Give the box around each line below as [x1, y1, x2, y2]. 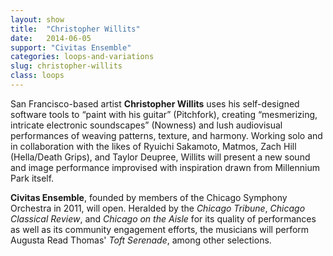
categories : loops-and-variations [10, 52, 155, 62]
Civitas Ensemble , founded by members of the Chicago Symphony [10, 191, 288, 203]
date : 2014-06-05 [10, 33, 92, 43]
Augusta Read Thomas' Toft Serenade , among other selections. [10, 234, 272, 246]
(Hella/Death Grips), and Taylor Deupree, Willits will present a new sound [10, 151, 311, 163]
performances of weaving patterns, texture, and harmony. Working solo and [10, 129, 323, 141]
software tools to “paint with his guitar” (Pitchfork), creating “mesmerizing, [10, 108, 318, 120]
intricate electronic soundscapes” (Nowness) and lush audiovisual [10, 119, 283, 131]
